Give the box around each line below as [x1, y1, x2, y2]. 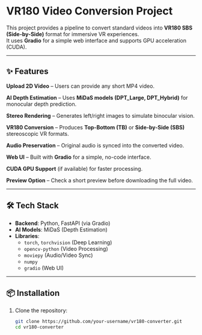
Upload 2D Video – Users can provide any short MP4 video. [6, 82, 155, 90]
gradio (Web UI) [23, 264, 64, 271]
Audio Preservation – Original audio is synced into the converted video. [6, 141, 185, 149]
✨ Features [6, 66, 49, 76]
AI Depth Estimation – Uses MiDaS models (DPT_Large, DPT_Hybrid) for [6, 94, 188, 101]
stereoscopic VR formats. [6, 130, 69, 137]
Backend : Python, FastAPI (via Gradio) [14, 220, 111, 227]
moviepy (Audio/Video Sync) [23, 251, 93, 259]
